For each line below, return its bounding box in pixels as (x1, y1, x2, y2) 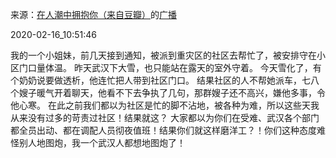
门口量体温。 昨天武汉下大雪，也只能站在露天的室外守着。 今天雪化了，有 (18, 62, 322, 73)
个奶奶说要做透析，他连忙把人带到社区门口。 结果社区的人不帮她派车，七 (10, 74, 311, 86)
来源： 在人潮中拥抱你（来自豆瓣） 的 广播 (10, 9, 177, 20)
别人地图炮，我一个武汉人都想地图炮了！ (18, 137, 186, 148)
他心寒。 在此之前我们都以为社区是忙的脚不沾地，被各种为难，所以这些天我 (10, 99, 320, 111)
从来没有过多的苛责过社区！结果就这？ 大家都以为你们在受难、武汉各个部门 (10, 112, 320, 123)
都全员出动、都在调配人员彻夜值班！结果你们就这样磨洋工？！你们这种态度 (10, 124, 317, 136)
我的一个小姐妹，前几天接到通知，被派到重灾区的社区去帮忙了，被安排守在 (10, 49, 317, 61)
